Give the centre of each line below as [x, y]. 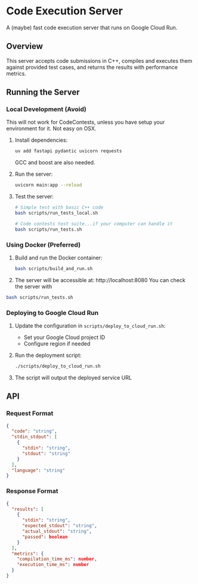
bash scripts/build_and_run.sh [54, 268]
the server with [33, 286]
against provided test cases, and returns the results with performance [92, 67]
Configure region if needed [57, 344]
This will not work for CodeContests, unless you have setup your [86, 122]
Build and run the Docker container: [58, 258]
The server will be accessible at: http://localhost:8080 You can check [100, 280]
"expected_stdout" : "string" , [59, 526]
